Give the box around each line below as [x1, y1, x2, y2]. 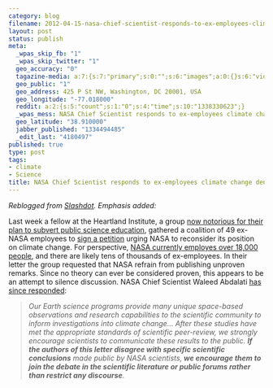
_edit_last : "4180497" [15, 133, 93, 141]
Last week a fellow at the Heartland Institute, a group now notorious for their [8, 216, 264, 226]
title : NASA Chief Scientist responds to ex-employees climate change [8, 178, 253, 187]
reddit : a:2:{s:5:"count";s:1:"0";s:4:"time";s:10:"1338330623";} [15, 102, 245, 111]
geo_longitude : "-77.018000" [15, 95, 115, 103]
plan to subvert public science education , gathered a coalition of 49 [8, 225, 236, 234]
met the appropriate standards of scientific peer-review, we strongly [28, 327, 258, 337]
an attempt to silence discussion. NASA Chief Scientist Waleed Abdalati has [8, 277, 262, 286]
